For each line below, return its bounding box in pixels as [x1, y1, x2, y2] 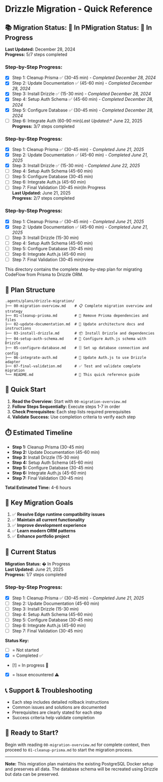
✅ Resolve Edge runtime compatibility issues [12, 511, 105, 517]
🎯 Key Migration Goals [5, 498, 74, 507]
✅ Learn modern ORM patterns [12, 528, 76, 534]
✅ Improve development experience [12, 522, 87, 528]
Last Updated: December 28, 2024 [5, 46, 76, 52]
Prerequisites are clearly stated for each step [12, 709, 102, 715]
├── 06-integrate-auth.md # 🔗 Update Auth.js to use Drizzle [5, 355, 147, 360]
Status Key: [5, 637, 29, 643]
